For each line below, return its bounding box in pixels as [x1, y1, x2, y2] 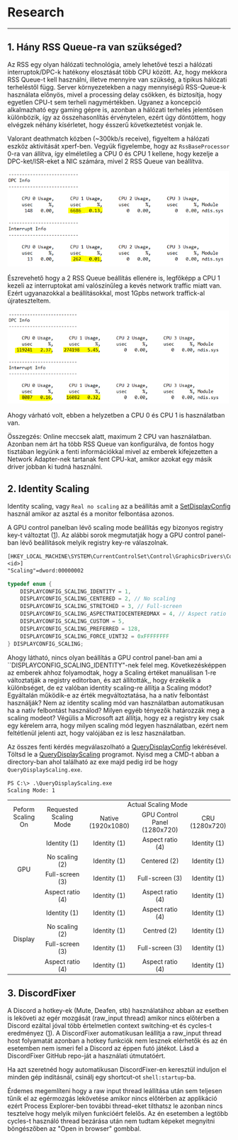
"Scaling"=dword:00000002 [7, 567, 84, 574]
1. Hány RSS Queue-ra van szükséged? [7, 41, 183, 53]
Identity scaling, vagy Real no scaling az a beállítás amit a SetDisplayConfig [7, 501, 231, 510]
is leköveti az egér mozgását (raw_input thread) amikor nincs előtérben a [7, 1014, 220, 1022]
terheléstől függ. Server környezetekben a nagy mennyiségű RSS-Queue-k [7, 82, 227, 91]
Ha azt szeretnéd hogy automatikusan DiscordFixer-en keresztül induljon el [7, 1065, 227, 1073]
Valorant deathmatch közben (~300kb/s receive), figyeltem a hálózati [7, 134, 210, 143]
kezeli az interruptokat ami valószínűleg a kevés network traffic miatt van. [7, 281, 222, 290]
